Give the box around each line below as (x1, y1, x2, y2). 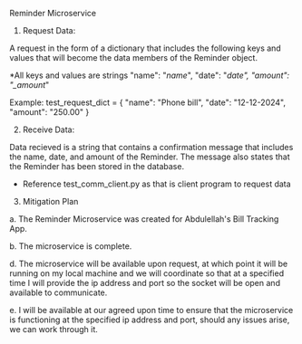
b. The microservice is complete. (9, 241, 132, 252)
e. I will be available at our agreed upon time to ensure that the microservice (9, 305, 294, 315)
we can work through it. (9, 324, 98, 334)
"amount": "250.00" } (9, 107, 90, 117)
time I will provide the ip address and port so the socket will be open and (9, 278, 281, 288)
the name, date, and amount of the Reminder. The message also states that (9, 151, 290, 162)
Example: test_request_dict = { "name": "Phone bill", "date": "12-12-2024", (9, 97, 286, 108)
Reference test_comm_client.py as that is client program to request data (22, 178, 292, 189)
